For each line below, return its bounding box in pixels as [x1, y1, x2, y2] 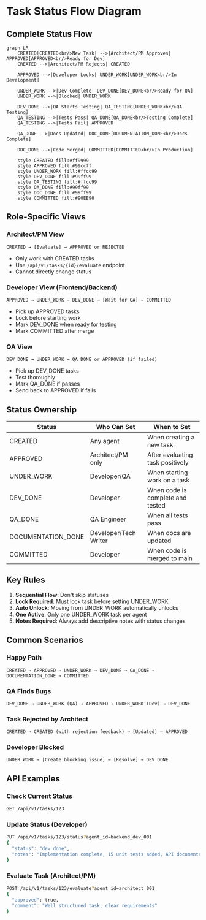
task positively [147, 458, 189, 467]
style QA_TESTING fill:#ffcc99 [17, 179, 97, 185]
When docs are [147, 529, 191, 538]
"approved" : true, [12, 897, 59, 903]
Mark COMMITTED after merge [15, 327, 94, 335]
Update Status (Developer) [6, 820, 88, 829]
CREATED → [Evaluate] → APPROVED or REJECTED [6, 244, 124, 250]
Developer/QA [90, 472, 131, 481]
